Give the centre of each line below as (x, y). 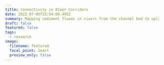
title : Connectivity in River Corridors (47, 10)
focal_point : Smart (29, 50)
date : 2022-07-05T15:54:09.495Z (38, 14)
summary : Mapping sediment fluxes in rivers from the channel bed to (77, 19)
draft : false (18, 23)
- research (20, 37)
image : (12, 42)
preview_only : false (30, 55)
